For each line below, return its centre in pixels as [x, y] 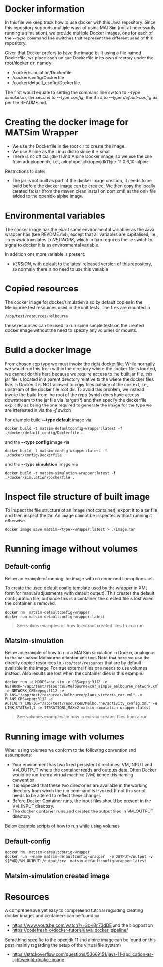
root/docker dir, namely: [29, 63]
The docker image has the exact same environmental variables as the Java [80, 229]
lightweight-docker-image [38, 959]
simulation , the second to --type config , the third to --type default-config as [81, 97]
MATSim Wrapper [41, 133]
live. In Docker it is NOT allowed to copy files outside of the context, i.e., [77, 384]
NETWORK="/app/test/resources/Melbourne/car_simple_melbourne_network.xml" [83, 687]
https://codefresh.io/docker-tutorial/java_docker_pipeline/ [70, 930]
